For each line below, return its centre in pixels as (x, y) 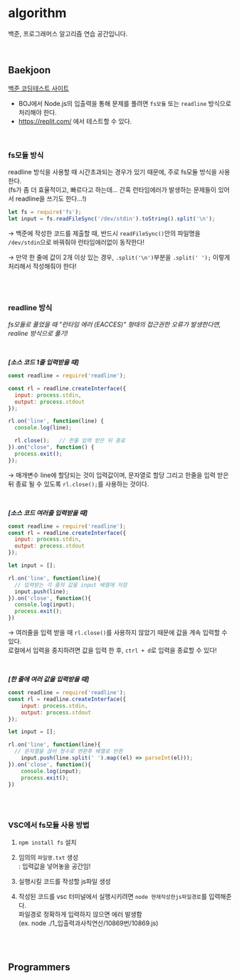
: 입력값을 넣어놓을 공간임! (54, 866)
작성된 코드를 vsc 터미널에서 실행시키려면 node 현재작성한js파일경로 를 (113, 896)
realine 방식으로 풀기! (38, 334)
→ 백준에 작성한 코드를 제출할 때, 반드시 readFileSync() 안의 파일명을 (105, 233)
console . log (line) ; (43, 428)
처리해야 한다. (38, 112)
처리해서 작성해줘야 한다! (42, 266)
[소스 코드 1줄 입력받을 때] (43, 362)
